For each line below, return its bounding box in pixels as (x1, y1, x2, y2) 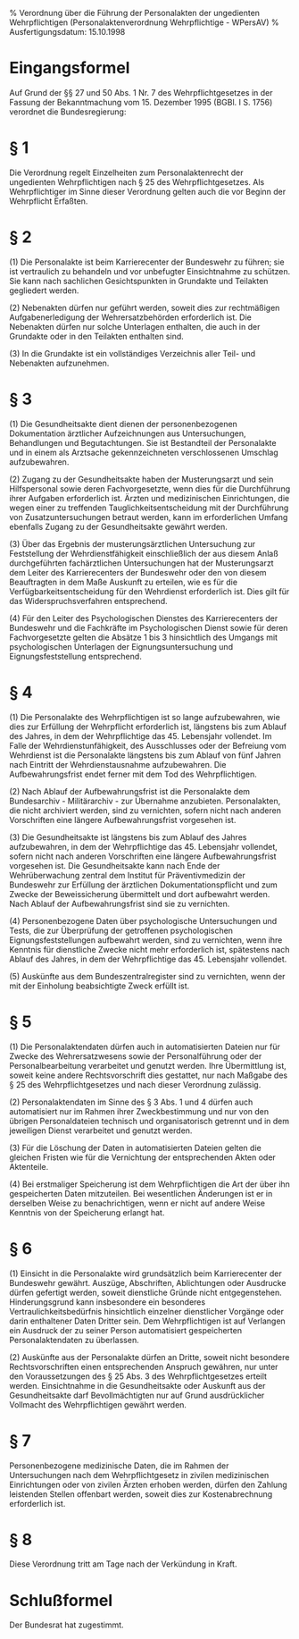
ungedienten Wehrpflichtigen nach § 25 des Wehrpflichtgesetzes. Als (9, 176, 265, 187)
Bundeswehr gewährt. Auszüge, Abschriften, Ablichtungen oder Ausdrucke (9, 1277, 287, 1288)
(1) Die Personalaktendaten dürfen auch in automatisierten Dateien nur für (9, 1041, 281, 1052)
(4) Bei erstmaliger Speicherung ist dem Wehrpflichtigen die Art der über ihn (9, 1179, 290, 1189)
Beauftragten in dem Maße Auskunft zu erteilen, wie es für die (9, 576, 238, 587)
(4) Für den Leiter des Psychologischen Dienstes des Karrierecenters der (9, 612, 278, 624)
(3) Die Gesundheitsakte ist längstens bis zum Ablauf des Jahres (9, 831, 247, 843)
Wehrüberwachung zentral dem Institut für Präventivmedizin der (9, 870, 245, 880)
